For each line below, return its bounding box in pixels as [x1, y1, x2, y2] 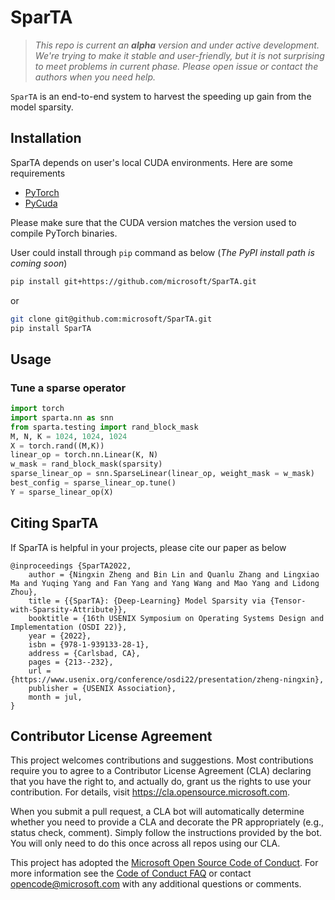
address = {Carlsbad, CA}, [28, 648, 141, 658]
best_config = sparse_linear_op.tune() [10, 478, 177, 488]
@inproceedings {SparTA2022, [10, 561, 132, 571]
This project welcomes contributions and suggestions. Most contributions [10, 754, 314, 766]
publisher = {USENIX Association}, [28, 683, 177, 693]
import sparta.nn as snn [10, 412, 114, 423]
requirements [10, 167, 66, 179]
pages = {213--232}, [28, 657, 114, 667]
